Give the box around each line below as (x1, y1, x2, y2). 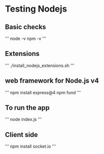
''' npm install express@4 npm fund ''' (5, 89, 81, 95)
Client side (5, 130, 38, 139)
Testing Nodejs (5, 3, 67, 15)
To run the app (5, 103, 50, 112)
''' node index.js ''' (5, 117, 42, 122)
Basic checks (5, 23, 46, 31)
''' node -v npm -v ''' (5, 35, 46, 41)
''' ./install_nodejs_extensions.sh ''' (5, 62, 75, 68)
